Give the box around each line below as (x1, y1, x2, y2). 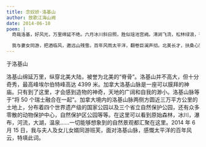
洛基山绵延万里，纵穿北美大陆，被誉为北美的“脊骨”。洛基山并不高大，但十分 (6, 73, 199, 80)
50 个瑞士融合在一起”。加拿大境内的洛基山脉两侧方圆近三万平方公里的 (21, 96, 198, 103)
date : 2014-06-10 (6, 20, 51, 26)
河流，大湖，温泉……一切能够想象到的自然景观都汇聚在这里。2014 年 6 (17, 119, 196, 126)
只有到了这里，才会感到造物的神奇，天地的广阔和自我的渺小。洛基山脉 (17, 88, 194, 95)
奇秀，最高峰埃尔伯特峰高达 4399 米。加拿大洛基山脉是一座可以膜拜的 (6, 81, 184, 88)
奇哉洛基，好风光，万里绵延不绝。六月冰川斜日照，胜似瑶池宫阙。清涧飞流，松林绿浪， (12, 32, 199, 38)
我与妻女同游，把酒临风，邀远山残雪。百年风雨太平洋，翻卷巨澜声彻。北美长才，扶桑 (12, 43, 194, 49)
